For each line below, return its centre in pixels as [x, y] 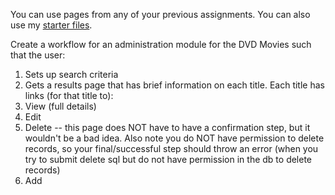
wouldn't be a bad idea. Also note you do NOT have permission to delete [174, 138]
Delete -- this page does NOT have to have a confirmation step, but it [167, 127]
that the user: [38, 55]
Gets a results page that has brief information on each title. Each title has [174, 85]
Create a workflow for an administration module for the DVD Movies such [161, 44]
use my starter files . [51, 25]
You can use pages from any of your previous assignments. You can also [160, 14]
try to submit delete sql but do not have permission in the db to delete [168, 159]
